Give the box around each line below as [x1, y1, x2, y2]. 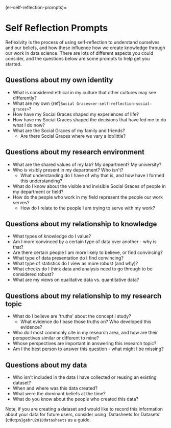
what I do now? [12, 122, 45, 128]
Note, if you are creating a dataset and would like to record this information [5, 406, 163, 412]
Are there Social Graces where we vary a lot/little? [20, 133, 126, 139]
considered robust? [12, 271, 54, 277]
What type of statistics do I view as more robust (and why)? [12, 261, 138, 267]
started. [5, 61, 22, 67]
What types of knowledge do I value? [12, 233, 91, 240]
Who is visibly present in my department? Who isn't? [12, 166, 124, 173]
